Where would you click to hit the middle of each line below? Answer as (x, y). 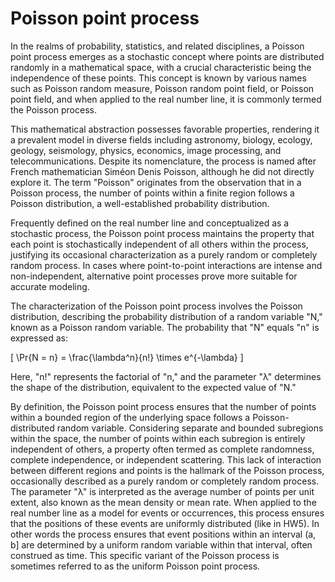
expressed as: (39, 338)
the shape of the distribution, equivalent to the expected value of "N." (153, 387)
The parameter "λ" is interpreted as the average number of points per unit (162, 491)
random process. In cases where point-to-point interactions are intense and (166, 265)
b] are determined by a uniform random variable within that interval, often (161, 544)
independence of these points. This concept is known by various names (158, 78)
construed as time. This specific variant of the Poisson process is (145, 555)
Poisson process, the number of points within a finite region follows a (152, 193)
